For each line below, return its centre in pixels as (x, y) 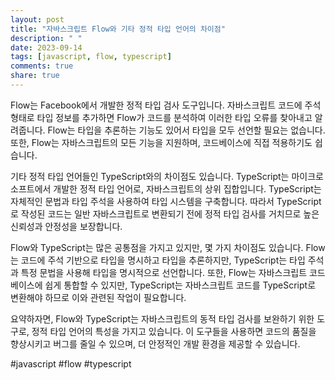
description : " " (46, 38)
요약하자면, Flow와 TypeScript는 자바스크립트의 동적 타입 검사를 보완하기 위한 (162, 318)
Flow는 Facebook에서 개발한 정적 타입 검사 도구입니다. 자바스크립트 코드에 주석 (166, 105)
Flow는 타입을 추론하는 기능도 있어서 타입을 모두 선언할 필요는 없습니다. (186, 130)
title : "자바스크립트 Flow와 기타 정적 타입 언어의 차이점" (118, 29)
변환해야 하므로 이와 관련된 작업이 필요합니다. (98, 297)
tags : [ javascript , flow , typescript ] (91, 57)
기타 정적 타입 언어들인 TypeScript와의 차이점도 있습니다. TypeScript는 (150, 176)
